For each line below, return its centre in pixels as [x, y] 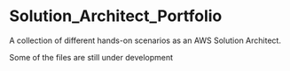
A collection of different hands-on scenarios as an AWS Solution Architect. [145, 40]
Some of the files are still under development [91, 57]
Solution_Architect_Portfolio [116, 16]
